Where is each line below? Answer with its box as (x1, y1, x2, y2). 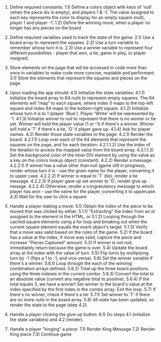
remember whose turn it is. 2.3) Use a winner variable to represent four (9, 45, 153, 50)
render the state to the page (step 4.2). (9, 302, 88, 308)
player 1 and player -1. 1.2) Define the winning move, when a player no (9, 20, 150, 25)
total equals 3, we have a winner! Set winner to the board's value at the (9, 281, 153, 287)
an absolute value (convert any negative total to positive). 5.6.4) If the (9, 276, 150, 282)
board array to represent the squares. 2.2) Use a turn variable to (9, 40, 139, 46)
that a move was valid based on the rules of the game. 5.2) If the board (9, 229, 153, 235)
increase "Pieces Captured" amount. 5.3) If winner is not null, (9, 240, 133, 245)
